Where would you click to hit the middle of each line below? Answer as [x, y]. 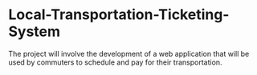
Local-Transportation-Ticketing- [119, 15]
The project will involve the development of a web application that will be [129, 53]
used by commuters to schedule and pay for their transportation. [115, 62]
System [35, 32]
